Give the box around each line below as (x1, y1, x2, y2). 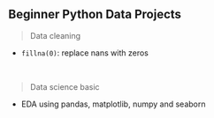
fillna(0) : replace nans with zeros (20, 48, 149, 58)
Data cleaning (29, 30, 81, 41)
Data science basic (29, 81, 100, 92)
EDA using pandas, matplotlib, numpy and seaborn (20, 99, 206, 109)
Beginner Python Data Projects (8, 7, 182, 22)
